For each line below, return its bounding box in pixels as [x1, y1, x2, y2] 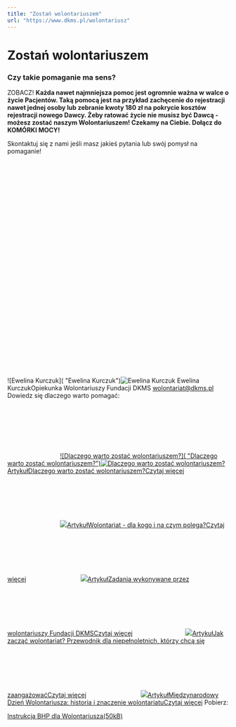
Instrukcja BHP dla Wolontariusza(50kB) [7, 712, 123, 720]
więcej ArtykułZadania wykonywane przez [7, 575, 190, 583]
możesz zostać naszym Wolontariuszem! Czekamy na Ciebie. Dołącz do [7, 118, 222, 127]
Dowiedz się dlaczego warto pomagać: [7, 391, 120, 399]
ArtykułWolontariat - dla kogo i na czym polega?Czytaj [67, 521, 225, 529]
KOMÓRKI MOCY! [7, 125, 60, 134]
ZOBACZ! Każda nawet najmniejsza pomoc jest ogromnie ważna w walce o [7, 88, 229, 97]
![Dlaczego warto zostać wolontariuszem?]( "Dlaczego [60, 452, 218, 460]
